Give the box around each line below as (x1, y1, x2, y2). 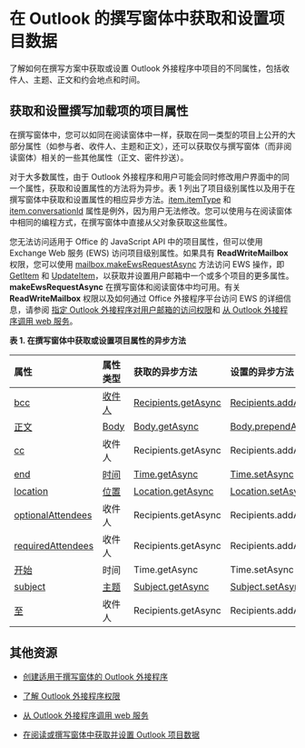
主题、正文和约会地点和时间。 (33, 74, 145, 85)
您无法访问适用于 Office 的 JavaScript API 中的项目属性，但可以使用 (9, 235, 263, 246)
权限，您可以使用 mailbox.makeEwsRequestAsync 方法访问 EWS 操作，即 (9, 258, 285, 269)
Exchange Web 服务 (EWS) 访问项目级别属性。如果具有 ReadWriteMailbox (9, 247, 289, 258)
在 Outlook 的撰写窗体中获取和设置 (9, 8, 270, 29)
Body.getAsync (133, 420, 200, 433)
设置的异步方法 (230, 365, 294, 378)
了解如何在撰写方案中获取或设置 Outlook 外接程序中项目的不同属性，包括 (9, 63, 282, 74)
